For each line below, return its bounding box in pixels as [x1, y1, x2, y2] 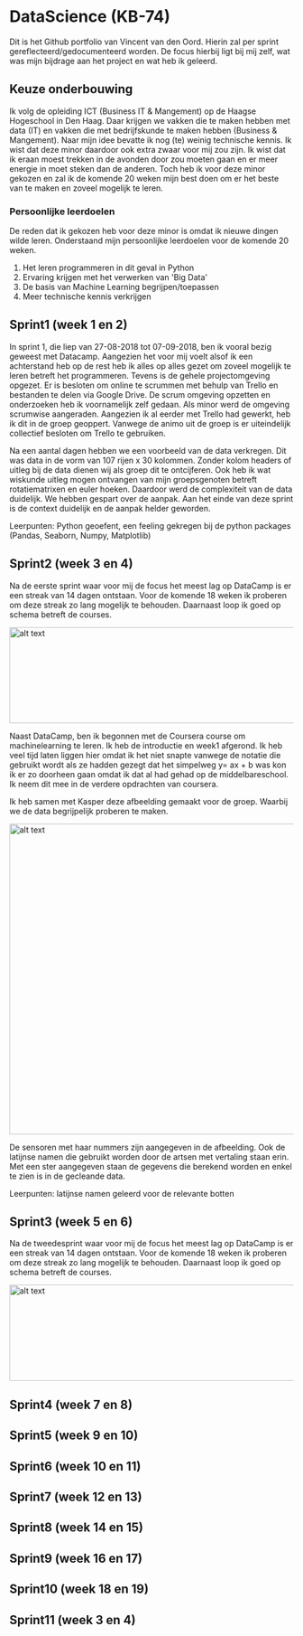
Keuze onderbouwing [9, 81, 133, 97]
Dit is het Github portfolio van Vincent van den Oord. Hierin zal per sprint [9, 36, 280, 47]
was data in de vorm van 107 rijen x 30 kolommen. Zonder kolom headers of [9, 455, 292, 465]
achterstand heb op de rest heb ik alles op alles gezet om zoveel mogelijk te [9, 360, 291, 371]
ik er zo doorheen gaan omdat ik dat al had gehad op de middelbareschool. [9, 768, 289, 779]
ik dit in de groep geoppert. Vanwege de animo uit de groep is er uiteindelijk [9, 418, 291, 428]
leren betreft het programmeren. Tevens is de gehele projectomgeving [9, 370, 271, 381]
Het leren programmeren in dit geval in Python [22, 262, 195, 273]
